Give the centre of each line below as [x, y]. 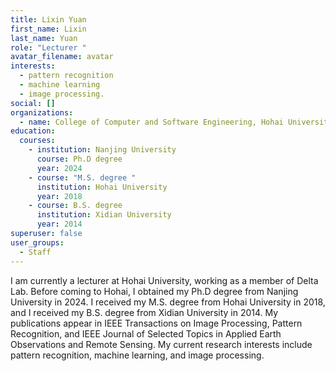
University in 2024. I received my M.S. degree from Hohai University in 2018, [168, 302]
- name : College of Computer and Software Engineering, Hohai [151, 122]
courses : [37, 141]
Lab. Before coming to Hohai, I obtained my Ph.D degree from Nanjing [154, 291]
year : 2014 [59, 224]
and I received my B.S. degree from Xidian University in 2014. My [144, 312]
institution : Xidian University [104, 215]
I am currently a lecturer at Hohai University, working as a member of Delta [164, 280]
